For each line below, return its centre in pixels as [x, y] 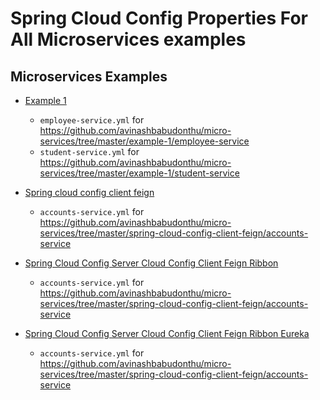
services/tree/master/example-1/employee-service [144, 141]
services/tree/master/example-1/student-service [139, 173]
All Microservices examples [128, 39]
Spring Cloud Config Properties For [159, 18]
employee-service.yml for [92, 120]
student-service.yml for [89, 151]
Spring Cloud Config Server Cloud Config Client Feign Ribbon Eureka [167, 333]
